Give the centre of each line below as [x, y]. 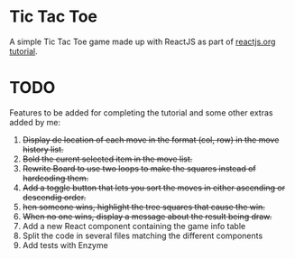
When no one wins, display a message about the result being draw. [147, 216]
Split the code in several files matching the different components [143, 236]
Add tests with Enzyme [65, 245]
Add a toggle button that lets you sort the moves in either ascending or [154, 188]
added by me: [35, 122]
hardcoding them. [55, 178]
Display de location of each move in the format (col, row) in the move [151, 139]
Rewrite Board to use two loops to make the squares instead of [139, 168]
